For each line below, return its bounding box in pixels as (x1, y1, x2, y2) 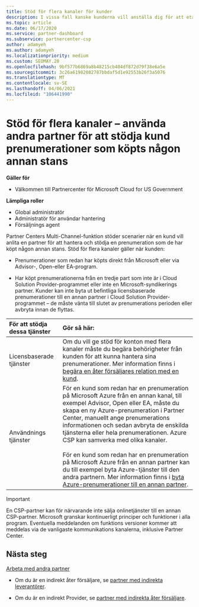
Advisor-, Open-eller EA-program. (14, 263, 98, 270)
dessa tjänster (9, 327, 51, 335)
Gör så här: (62, 323, 95, 332)
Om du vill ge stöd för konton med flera (62, 337, 172, 345)
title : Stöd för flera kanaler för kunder (6, 8, 113, 15)
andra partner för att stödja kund (6, 129, 171, 143)
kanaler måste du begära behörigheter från (62, 345, 182, 353)
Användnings (9, 428, 46, 436)
